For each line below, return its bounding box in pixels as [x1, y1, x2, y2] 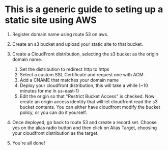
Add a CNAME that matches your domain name [19, 77, 119, 83]
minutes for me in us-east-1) [19, 87, 79, 94]
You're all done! [12, 140, 45, 146]
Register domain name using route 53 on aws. [12, 31, 109, 37]
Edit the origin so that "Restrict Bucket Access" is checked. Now [19, 93, 155, 99]
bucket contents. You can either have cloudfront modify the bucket [19, 104, 161, 110]
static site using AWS [5, 14, 97, 26]
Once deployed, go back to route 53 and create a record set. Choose [12, 119, 157, 125]
